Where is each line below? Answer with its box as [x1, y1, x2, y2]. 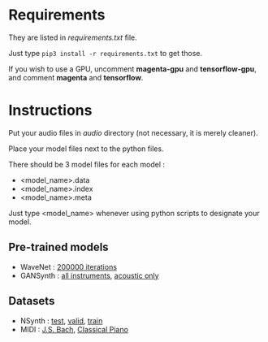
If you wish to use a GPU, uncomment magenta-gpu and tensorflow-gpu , [8, 63, 257, 74]
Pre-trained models [8, 240, 109, 254]
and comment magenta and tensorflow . [8, 72, 144, 82]
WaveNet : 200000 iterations [19, 262, 118, 271]
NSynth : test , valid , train [19, 315, 103, 326]
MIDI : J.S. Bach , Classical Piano [19, 324, 128, 334]
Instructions [8, 102, 93, 119]
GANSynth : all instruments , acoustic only [19, 271, 160, 280]
